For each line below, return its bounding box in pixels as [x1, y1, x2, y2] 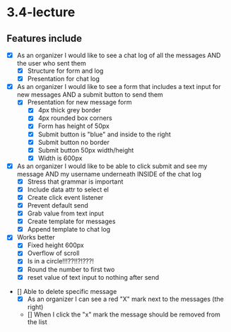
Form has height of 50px [37, 121, 110, 131]
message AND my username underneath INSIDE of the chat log [16, 170, 202, 178]
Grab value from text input [27, 209, 104, 218]
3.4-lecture [6, 4, 76, 20]
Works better [16, 233, 55, 242]
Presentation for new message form [27, 98, 132, 107]
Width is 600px [37, 153, 83, 162]
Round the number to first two [27, 265, 115, 273]
